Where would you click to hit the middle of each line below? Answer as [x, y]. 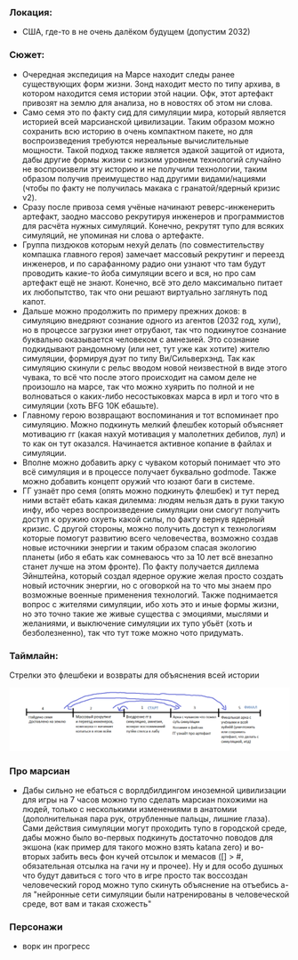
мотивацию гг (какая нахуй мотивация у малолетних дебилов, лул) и [154, 434]
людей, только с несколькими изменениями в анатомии [129, 809]
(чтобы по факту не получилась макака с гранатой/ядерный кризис [151, 188]
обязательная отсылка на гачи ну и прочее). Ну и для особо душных [153, 866]
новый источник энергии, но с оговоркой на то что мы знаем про [147, 585]
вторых [36, 856]
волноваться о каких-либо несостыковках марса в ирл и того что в [151, 396]
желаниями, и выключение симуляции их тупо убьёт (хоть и [137, 623]
